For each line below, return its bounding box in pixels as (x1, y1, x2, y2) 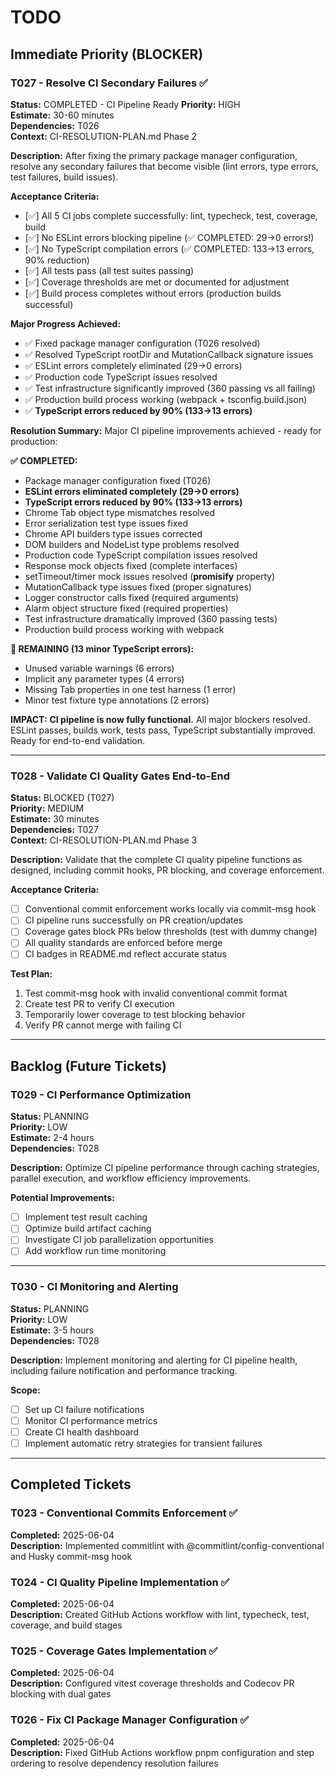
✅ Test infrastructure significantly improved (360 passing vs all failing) (24, 382, 316, 394)
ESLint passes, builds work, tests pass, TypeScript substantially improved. (10, 724, 317, 736)
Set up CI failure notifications (24, 1403, 145, 1415)
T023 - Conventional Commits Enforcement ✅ (10, 1506, 238, 1520)
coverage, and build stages (10, 1619, 123, 1631)
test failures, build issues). (10, 171, 119, 183)
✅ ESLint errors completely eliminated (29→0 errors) (24, 359, 243, 371)
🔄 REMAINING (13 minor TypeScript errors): (10, 642, 195, 655)
